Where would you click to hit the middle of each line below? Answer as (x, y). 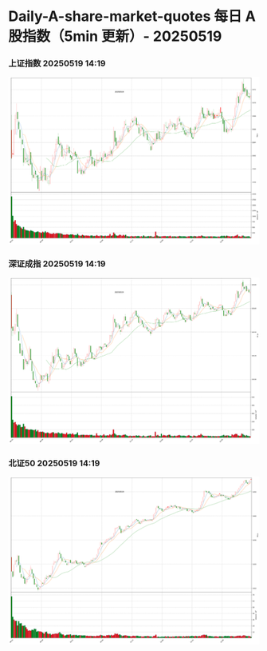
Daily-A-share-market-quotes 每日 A (132, 16)
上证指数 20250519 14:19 (57, 63)
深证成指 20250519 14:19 (57, 263)
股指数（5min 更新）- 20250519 (115, 36)
